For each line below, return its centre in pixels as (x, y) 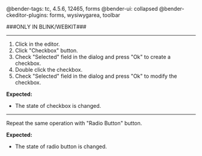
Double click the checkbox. (49, 70)
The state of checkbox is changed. (58, 106)
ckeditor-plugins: (27, 15)
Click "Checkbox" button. (46, 50)
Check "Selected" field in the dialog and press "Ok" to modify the (96, 76)
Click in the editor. (37, 44)
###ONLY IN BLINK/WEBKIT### (46, 27)
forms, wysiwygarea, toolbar (85, 15)
